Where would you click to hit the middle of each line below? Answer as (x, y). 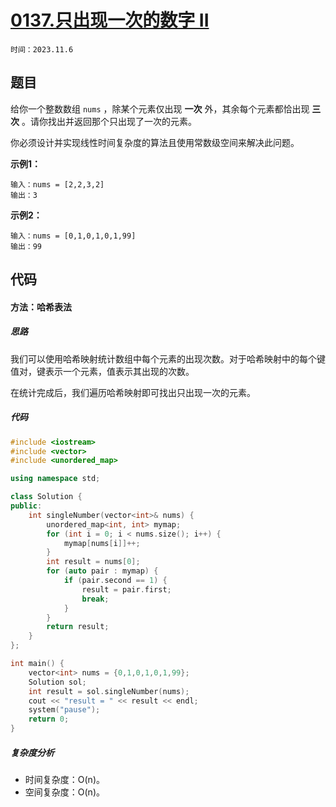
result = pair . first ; (126, 589)
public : (26, 506)
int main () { (37, 664)
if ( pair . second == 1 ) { (115, 581)
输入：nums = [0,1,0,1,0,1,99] (73, 236)
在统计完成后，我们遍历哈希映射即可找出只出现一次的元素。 (133, 392)
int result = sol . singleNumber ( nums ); (109, 691)
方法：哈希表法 (41, 307)
